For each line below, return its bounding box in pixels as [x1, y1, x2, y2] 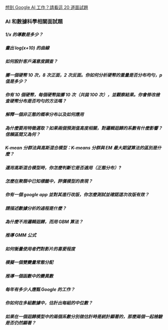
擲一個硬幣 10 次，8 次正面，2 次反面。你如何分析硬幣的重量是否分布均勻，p [5, 72, 163, 78]
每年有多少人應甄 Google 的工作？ [5, 286, 75, 292]
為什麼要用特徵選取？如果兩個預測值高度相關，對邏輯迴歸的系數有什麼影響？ [5, 125, 163, 131]
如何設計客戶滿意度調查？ [5, 58, 58, 64]
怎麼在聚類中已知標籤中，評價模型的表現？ [5, 178, 93, 184]
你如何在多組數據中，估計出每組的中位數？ [5, 300, 93, 306]
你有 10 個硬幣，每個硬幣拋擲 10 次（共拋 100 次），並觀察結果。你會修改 [5, 92, 156, 98]
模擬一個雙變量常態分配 [5, 259, 53, 266]
